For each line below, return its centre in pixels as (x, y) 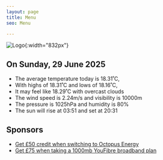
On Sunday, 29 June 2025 (56, 64)
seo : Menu (19, 23)
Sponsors (25, 130)
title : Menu (21, 17)
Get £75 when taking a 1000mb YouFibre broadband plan (86, 150)
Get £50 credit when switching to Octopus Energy (77, 144)
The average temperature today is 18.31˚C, (67, 79)
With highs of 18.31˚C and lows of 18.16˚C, (66, 85)
